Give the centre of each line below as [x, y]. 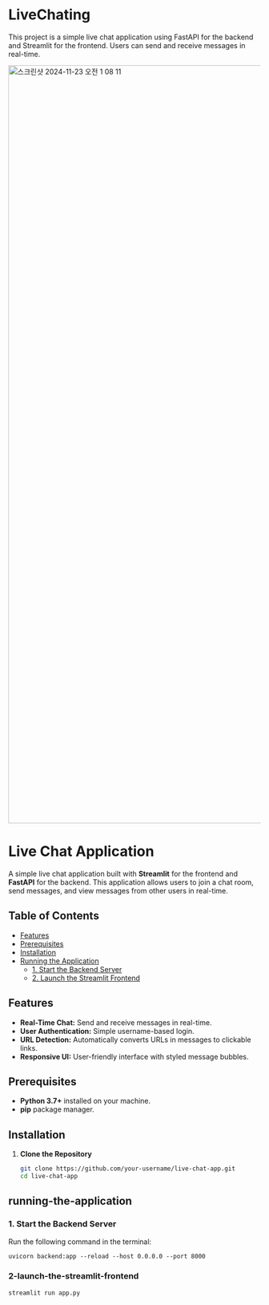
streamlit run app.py [44, 1293]
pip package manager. [57, 1109]
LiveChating [49, 15]
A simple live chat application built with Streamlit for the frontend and [123, 873]
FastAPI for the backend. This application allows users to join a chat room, [131, 882]
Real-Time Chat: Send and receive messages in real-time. [116, 1022]
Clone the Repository [56, 1154]
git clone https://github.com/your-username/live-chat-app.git [128, 1169]
